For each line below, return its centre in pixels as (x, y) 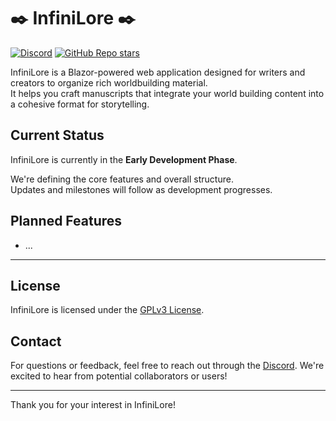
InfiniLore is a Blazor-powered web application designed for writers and (158, 72)
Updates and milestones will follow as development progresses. (141, 189)
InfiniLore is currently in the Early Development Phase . (124, 159)
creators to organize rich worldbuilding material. (109, 82)
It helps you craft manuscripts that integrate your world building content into (167, 93)
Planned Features (66, 221)
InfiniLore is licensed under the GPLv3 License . (107, 310)
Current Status (57, 135)
